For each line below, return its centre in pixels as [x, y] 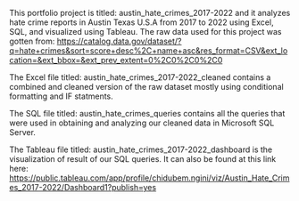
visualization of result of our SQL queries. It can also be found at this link [143, 159]
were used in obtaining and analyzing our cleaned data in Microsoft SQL [142, 123]
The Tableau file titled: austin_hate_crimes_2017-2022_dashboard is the [141, 149]
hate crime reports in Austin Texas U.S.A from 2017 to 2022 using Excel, [141, 22]
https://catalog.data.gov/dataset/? [119, 41]
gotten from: [32, 41]
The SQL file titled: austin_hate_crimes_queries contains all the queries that [147, 113]
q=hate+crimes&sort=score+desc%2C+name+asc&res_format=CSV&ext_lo [149, 51]
